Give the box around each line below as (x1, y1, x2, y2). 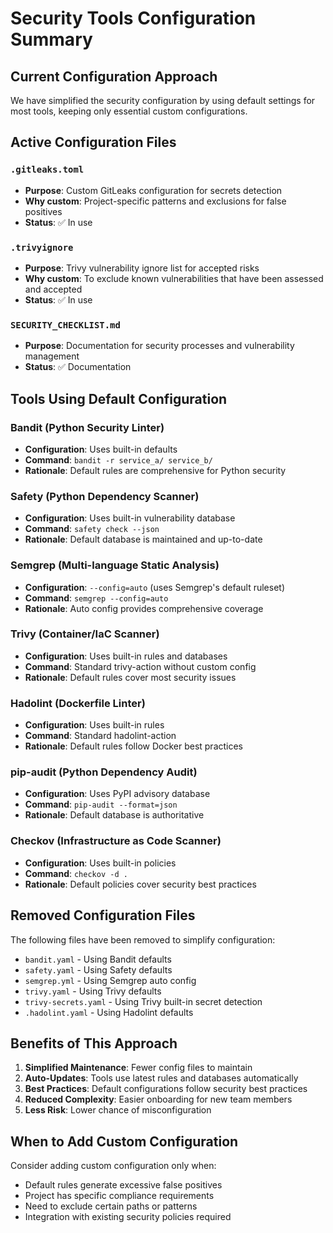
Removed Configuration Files (10, 907, 196, 924)
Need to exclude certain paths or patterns (24, 1200, 198, 1212)
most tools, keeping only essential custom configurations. (10, 105, 248, 117)
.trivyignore (10, 242, 74, 253)
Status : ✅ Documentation (24, 361, 132, 373)
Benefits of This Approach (10, 1035, 178, 1052)
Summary (10, 28, 93, 51)
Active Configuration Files (10, 134, 177, 151)
